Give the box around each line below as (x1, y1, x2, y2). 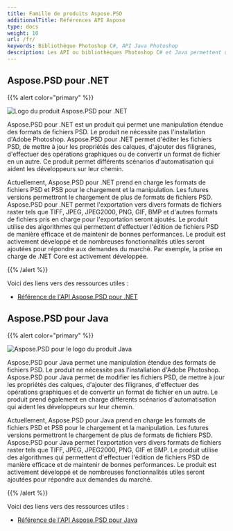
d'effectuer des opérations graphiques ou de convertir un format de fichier (7, 150, 221, 158)
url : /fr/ (7, 36, 36, 43)
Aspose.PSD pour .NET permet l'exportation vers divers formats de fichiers (7, 200, 222, 209)
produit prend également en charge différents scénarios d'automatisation (7, 395, 216, 404)
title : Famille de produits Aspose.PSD (7, 10, 123, 17)
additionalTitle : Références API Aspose (7, 17, 126, 24)
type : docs (7, 23, 39, 30)
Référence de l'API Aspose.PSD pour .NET (17, 292, 138, 301)
